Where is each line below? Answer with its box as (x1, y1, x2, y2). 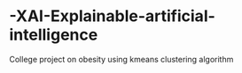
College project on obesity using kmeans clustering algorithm (9, 54, 234, 64)
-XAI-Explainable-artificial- (9, 6, 215, 26)
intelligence (9, 25, 98, 45)
